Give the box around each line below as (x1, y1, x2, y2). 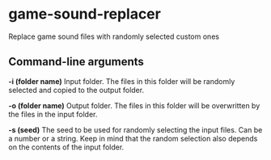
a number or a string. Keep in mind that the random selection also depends (8, 133, 258, 143)
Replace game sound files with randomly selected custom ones (8, 32, 220, 41)
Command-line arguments (8, 55, 144, 69)
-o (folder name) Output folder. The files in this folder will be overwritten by (8, 100, 260, 110)
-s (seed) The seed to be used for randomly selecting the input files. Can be (8, 124, 263, 134)
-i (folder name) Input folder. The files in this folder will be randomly (8, 76, 235, 86)
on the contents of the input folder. (8, 142, 125, 152)
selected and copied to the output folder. (8, 85, 144, 95)
